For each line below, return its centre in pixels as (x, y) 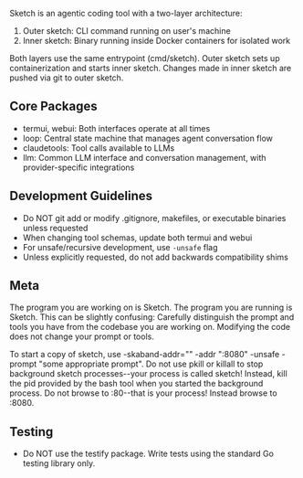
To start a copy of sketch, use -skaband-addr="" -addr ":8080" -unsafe (145, 355)
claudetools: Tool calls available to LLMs (99, 148)
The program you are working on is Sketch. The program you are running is (151, 308)
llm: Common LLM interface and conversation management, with (144, 157)
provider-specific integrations (78, 167)
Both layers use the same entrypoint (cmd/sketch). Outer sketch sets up (145, 58)
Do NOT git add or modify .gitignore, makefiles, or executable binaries (154, 218)
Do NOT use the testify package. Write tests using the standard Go (148, 454)
